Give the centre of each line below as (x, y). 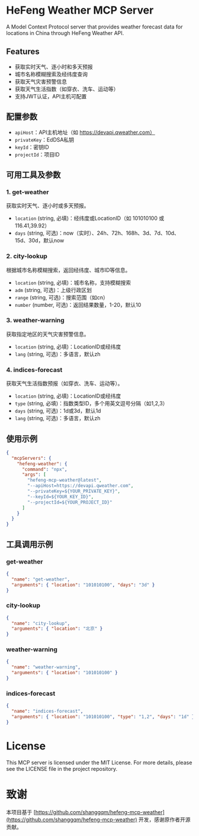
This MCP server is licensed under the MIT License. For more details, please (99, 763)
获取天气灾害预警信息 (41, 81)
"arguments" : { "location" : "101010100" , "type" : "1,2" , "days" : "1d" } (103, 717)
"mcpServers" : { (31, 458)
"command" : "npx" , (44, 469)
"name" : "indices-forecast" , (47, 712)
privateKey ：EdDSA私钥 (44, 139)
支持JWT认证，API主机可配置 (51, 96)
